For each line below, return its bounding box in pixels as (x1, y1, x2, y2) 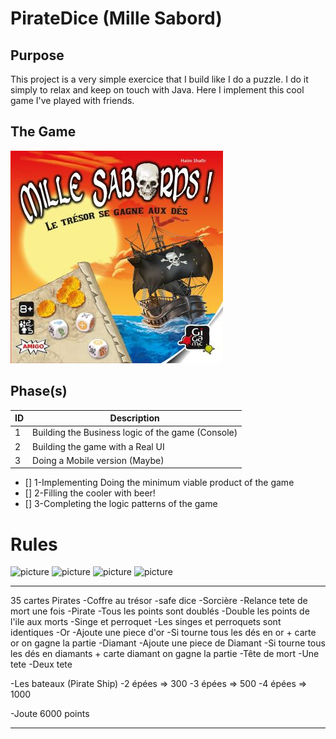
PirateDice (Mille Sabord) (10, 7, 223, 30)
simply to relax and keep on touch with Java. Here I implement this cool (10, 84, 305, 96)
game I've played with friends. (10, 95, 135, 106)
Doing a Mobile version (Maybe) (32, 454, 165, 466)
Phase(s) (10, 383, 68, 400)
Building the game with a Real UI (32, 440, 165, 452)
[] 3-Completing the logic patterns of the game (24, 498, 218, 510)
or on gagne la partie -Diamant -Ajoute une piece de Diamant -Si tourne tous (10, 637, 326, 649)
